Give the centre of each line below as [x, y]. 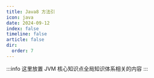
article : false [25, 40]
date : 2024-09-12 [28, 23]
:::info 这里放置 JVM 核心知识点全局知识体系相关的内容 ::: [77, 68]
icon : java [20, 17]
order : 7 [23, 51]
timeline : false [27, 34]
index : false [23, 28]
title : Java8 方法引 [31, 12]
